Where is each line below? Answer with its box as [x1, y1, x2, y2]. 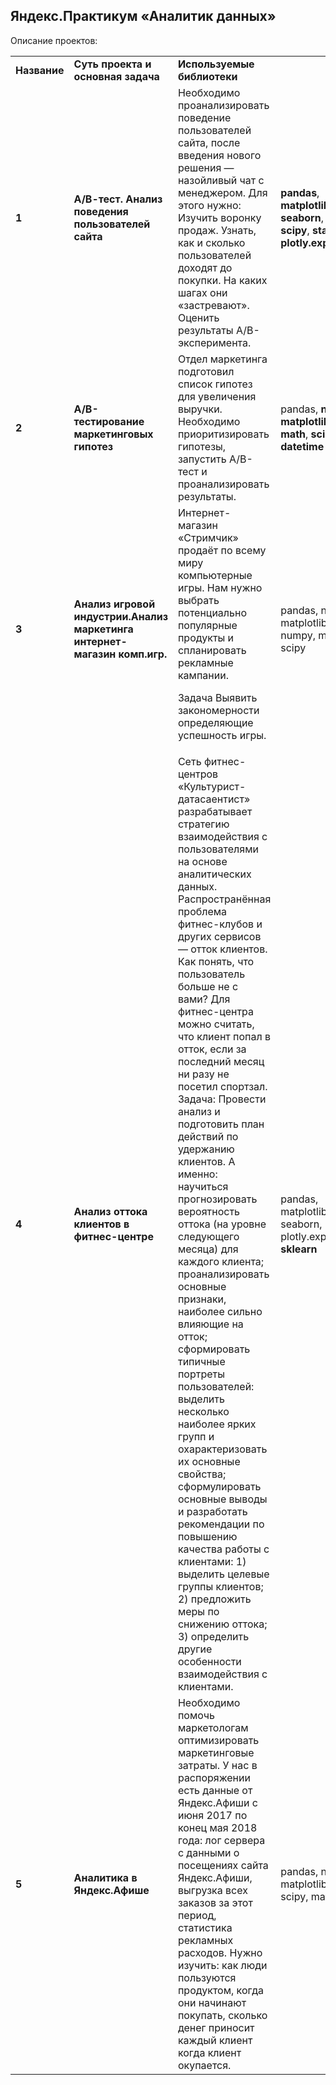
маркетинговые [177, 1745, 255, 1759]
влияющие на [177, 1317, 244, 1331]
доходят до [177, 260, 233, 274]
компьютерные [177, 568, 253, 582]
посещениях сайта [177, 1858, 269, 1872]
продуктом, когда [177, 1983, 265, 1997]
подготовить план [177, 1117, 265, 1131]
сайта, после [177, 135, 241, 149]
